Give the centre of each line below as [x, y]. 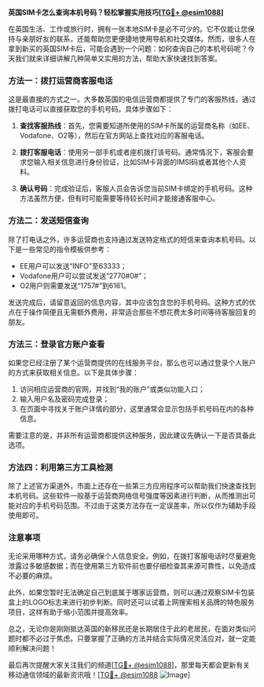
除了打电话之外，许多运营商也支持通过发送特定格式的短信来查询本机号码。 [128, 239]
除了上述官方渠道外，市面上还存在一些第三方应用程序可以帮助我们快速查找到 [132, 486]
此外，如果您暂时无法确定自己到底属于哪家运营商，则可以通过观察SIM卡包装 [132, 593]
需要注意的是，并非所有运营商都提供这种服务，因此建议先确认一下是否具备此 [132, 435]
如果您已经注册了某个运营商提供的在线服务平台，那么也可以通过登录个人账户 [132, 362]
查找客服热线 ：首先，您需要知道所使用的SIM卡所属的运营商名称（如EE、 [137, 126]
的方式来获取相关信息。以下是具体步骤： [73, 372]
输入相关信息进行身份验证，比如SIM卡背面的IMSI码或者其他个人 [136, 162]
